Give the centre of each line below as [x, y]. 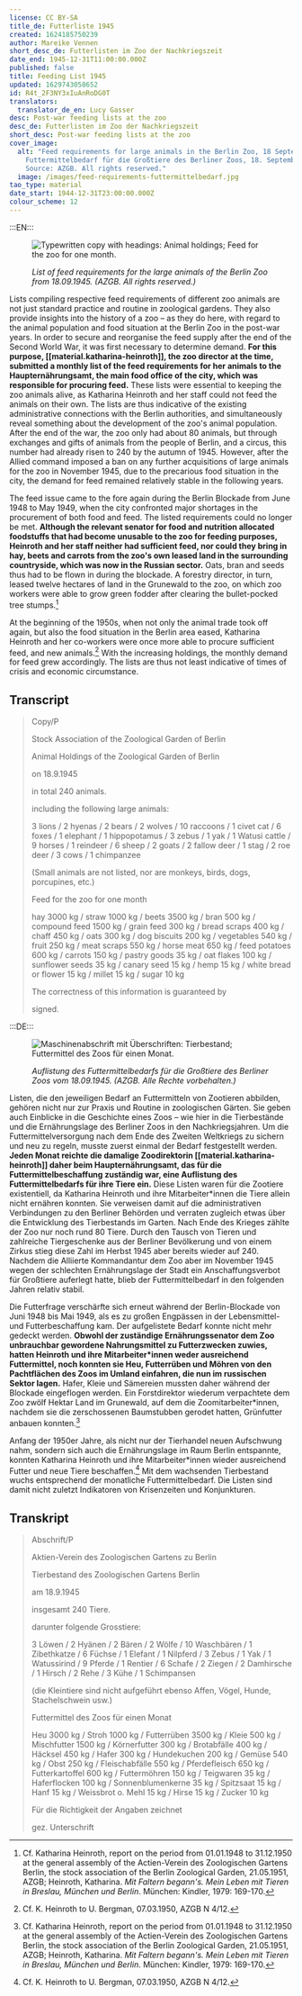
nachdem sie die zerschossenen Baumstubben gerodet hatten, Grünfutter [146, 1412]
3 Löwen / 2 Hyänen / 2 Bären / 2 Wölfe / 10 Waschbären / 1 [142, 1645]
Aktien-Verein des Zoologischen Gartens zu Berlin [124, 1558]
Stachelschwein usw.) [71, 1700]
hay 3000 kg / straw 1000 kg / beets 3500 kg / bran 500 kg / [143, 917]
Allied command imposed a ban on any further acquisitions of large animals [149, 461]
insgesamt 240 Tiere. [71, 1610]
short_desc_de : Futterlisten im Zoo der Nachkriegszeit [116, 51]
